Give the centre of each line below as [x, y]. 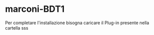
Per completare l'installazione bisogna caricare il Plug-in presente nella [77, 23]
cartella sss [17, 28]
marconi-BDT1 [35, 9]
